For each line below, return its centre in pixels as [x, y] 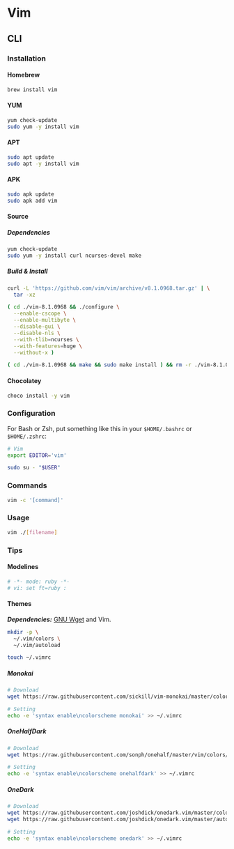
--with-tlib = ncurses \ [46, 339]
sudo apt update [31, 157]
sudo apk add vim [32, 201]
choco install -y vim [39, 396]
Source [18, 217]
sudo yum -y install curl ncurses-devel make [74, 256]
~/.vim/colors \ [37, 639]
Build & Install [28, 271]
